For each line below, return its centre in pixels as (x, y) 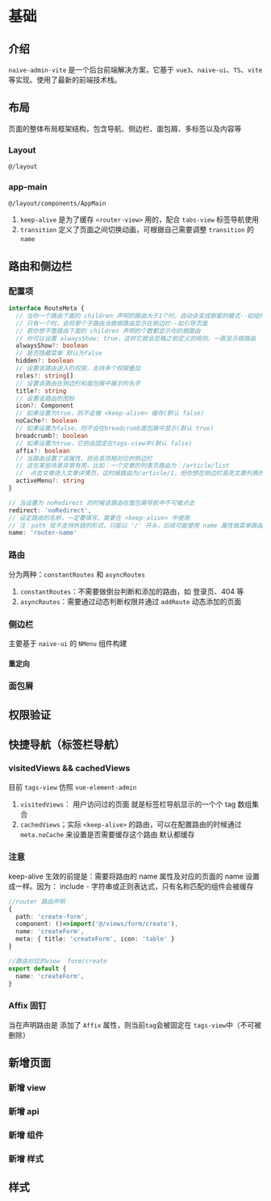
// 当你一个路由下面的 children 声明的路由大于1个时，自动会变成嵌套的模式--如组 (138, 315)
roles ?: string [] (45, 376)
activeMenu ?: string (50, 481)
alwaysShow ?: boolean (52, 346)
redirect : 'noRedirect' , (50, 510)
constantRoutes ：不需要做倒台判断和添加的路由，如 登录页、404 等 (132, 591)
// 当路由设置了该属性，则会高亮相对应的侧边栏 (84, 458)
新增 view (27, 1088)
